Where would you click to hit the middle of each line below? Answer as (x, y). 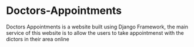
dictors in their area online (38, 39)
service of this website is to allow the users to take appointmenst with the (95, 32)
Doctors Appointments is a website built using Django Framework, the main (97, 27)
